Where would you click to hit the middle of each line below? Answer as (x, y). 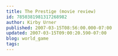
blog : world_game (27, 38)
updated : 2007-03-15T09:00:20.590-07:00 (57, 33)
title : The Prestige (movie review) (51, 11)
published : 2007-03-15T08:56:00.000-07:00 (59, 28)
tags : (13, 44)
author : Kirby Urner (32, 22)
